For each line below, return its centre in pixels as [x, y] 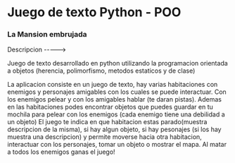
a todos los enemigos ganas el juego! [61, 152]
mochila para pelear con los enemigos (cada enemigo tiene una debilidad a [116, 114]
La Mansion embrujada [47, 35]
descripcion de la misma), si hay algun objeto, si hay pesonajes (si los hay [114, 129]
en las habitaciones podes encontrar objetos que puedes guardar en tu [110, 107]
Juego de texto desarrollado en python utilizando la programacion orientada [118, 64]
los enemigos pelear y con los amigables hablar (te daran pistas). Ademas [114, 99]
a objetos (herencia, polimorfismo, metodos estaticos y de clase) [101, 71]
